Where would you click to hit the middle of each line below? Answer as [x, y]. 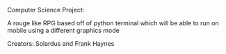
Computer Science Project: [46, 10]
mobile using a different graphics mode [63, 30]
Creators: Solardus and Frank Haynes [61, 43]
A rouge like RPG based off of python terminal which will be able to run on [113, 23]
